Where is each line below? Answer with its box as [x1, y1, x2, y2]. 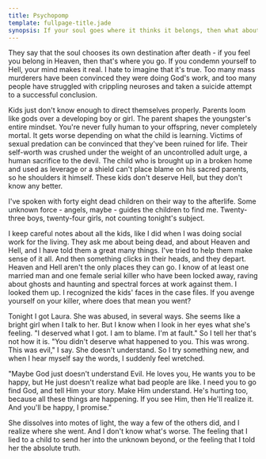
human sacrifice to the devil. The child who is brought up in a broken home [8, 156, 253, 166]
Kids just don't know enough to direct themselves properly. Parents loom [8, 105, 246, 115]
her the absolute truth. [8, 443, 82, 453]
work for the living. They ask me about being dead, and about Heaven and [8, 237, 251, 247]
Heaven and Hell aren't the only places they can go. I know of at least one [8, 262, 249, 272]
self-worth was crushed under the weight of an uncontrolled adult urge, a [8, 147, 248, 157]
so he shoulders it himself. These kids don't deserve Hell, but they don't [8, 173, 243, 182]
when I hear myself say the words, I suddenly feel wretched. [8, 354, 205, 363]
